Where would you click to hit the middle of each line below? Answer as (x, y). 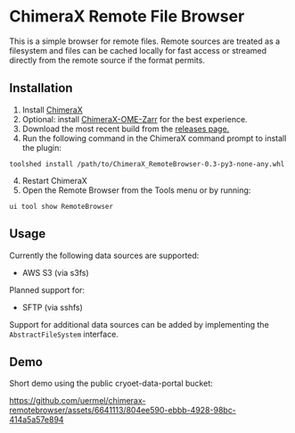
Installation (41, 88)
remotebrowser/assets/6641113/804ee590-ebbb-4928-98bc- (123, 410)
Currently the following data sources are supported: (104, 255)
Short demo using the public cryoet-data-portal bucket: (111, 383)
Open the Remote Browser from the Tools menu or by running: (136, 190)
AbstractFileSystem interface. (64, 334)
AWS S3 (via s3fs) (55, 272)
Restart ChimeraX (54, 180)
